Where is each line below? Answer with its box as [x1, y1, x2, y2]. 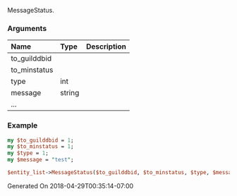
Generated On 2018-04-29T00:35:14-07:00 [7, 181, 134, 190]
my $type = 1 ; [7, 149, 49, 157]
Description [85, 42, 127, 51]
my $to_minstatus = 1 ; [7, 143, 74, 150]
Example [7, 121, 38, 130]
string [59, 88, 80, 98]
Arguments [7, 23, 47, 33]
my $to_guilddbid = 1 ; [7, 137, 74, 144]
